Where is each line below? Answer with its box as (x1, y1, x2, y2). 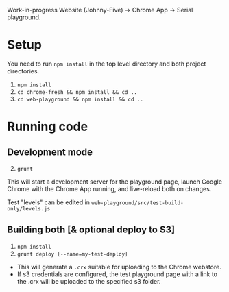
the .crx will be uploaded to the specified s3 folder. (16, 277, 161, 285)
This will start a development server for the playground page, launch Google (7, 178, 223, 186)
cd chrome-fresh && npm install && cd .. (16, 88, 137, 95)
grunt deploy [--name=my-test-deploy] (16, 250, 128, 258)
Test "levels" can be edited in (7, 198, 91, 206)
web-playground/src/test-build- (91, 199, 184, 206)
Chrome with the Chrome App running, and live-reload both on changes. (7, 184, 212, 193)
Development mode (7, 146, 93, 158)
